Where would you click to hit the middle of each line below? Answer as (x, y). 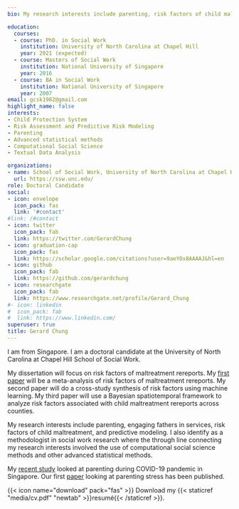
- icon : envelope (33, 199)
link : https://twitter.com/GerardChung (73, 238)
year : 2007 (36, 93)
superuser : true (31, 325)
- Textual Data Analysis (44, 153)
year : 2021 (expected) (54, 53)
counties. (21, 411)
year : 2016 (36, 73)
